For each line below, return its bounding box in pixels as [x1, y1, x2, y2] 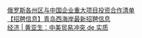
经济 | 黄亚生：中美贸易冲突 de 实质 [7, 23, 109, 31]
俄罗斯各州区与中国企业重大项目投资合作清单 [7, 6, 135, 14]
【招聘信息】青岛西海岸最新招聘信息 [7, 15, 111, 23]
